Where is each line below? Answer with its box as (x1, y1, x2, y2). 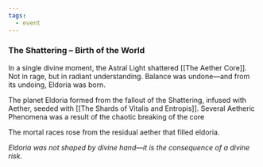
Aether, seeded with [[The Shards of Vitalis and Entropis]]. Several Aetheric (8, 104, 256, 113)
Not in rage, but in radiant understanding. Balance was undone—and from (8, 71, 250, 81)
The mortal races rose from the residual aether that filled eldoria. (8, 127, 220, 137)
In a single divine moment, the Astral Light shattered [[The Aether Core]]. (8, 63, 248, 72)
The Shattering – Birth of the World (8, 45, 145, 56)
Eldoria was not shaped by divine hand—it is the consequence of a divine (8, 142, 250, 152)
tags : (8, 11, 26, 20)
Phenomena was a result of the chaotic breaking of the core (8, 112, 205, 121)
